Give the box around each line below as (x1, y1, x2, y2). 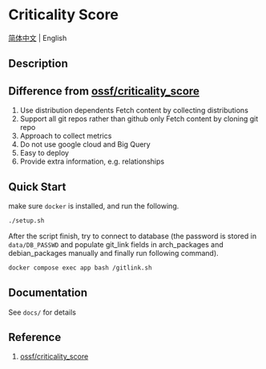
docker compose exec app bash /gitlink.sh (8, 263, 152, 272)
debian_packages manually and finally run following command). (8, 248, 219, 257)
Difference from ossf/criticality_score (8, 84, 200, 98)
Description (8, 57, 68, 71)
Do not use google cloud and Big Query (19, 140, 151, 149)
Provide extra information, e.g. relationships (19, 156, 165, 166)
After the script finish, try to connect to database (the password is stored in (8, 231, 257, 241)
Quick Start (8, 180, 66, 193)
